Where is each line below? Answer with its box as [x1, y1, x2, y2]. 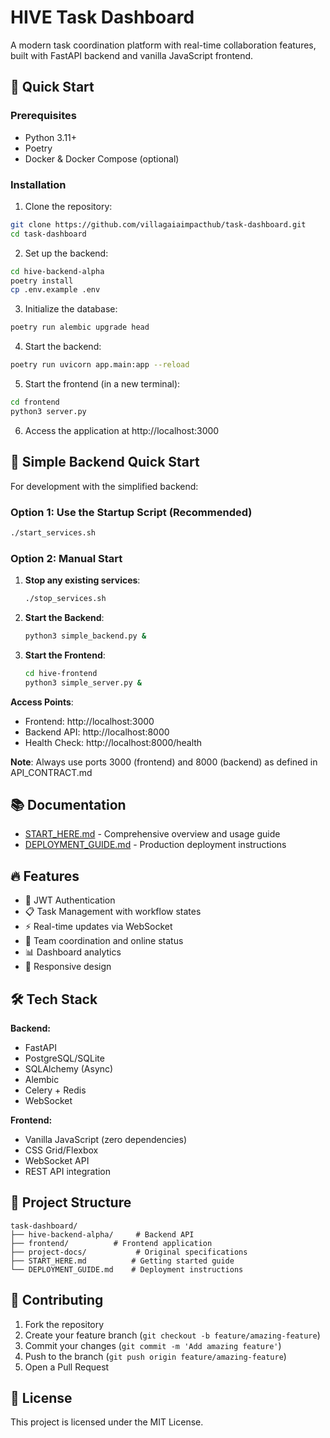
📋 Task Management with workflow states [24, 906, 202, 918]
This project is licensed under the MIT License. [10, 1416, 204, 1428]
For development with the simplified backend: [10, 480, 199, 492]
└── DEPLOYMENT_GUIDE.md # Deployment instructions [10, 1264, 244, 1275]
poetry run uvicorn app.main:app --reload [10, 360, 190, 370]
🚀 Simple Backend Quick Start [10, 454, 200, 471]
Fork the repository [24, 1318, 105, 1330]
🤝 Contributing [10, 1292, 104, 1309]
